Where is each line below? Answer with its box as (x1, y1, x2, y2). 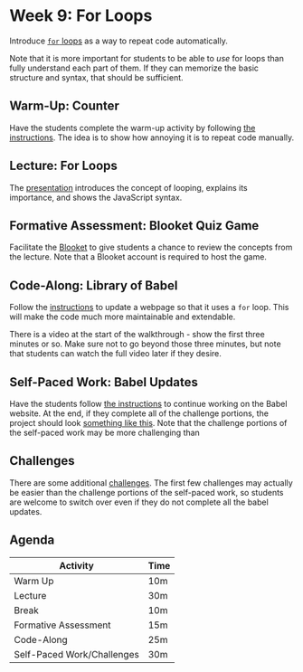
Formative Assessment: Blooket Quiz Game (9, 218, 260, 233)
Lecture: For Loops (9, 158, 118, 174)
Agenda (9, 533, 55, 548)
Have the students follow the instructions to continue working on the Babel (9, 399, 288, 409)
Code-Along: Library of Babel (9, 278, 178, 293)
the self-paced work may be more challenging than (9, 427, 201, 438)
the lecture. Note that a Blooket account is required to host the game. (9, 251, 267, 262)
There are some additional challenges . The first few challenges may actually (9, 477, 294, 488)
